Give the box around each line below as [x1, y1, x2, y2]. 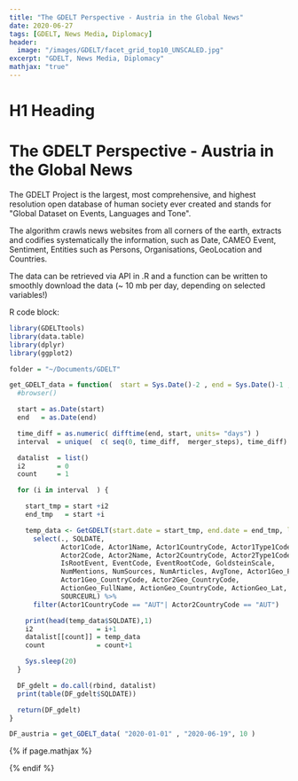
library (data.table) [9, 332, 86, 341]
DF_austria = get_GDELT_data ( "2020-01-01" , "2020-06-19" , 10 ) [9, 730, 255, 738]
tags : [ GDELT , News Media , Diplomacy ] [9, 29, 153, 38]
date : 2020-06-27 [9, 21, 74, 30]
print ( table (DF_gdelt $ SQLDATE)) [17, 689, 137, 699]
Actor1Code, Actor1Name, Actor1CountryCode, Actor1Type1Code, [60, 543, 295, 551]
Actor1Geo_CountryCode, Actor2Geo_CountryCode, [60, 575, 240, 585]
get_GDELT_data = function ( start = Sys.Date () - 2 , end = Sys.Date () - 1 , [9, 380, 292, 390]
